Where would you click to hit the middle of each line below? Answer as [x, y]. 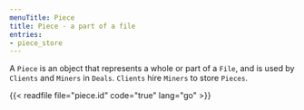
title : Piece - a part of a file [73, 26]
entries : [26, 34]
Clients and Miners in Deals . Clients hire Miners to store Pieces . [128, 78]
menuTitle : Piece [42, 18]
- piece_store [36, 43]
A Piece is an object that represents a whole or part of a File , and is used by [152, 69]
